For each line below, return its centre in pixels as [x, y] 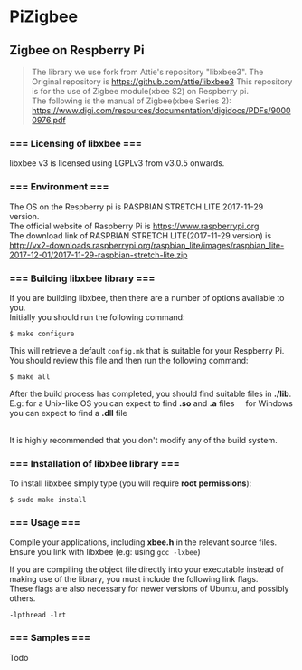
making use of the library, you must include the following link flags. [134, 579]
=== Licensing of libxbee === [76, 143]
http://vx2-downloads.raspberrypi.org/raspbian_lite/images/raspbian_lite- [147, 245]
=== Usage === [45, 523]
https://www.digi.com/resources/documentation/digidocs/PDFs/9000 [161, 110]
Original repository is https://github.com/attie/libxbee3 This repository [162, 82]
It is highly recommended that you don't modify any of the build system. [143, 440]
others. [23, 598]
